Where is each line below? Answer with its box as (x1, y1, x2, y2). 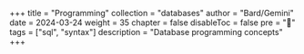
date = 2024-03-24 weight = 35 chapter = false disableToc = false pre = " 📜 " (9, 17, 296, 28)
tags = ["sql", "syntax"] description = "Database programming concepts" (9, 27, 284, 37)
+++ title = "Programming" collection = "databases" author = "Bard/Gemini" (9, 8, 294, 18)
